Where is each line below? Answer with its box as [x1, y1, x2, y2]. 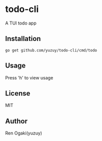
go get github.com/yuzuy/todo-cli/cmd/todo [5, 47, 97, 53]
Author [5, 116, 27, 125]
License [5, 89, 30, 97]
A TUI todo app [5, 20, 36, 26]
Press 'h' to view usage [5, 74, 53, 80]
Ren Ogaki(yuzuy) [5, 130, 42, 136]
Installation [5, 34, 41, 43]
